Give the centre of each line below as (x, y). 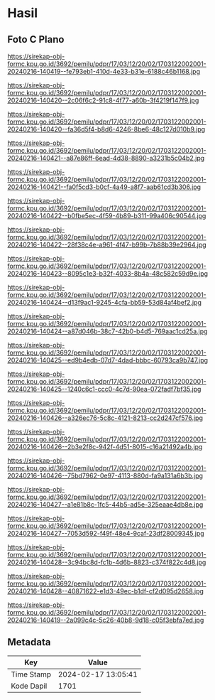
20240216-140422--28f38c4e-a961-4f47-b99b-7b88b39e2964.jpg (107, 244)
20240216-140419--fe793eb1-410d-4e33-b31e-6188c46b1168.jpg (104, 71)
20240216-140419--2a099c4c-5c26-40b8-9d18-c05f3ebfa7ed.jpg (106, 620)
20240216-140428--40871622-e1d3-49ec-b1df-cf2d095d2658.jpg (106, 591)
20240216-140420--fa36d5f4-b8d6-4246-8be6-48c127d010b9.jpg (106, 129)
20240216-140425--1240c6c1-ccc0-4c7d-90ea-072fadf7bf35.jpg (104, 389)
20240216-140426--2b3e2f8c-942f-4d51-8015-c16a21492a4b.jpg (105, 447)
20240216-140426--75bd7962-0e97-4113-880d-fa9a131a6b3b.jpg (105, 475)
